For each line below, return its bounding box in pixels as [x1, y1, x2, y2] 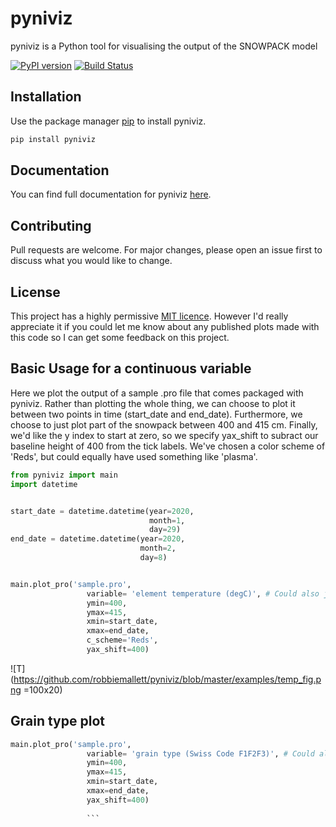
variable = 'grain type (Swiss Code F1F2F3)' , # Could [86, 748, 315, 759]
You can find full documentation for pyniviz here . [10, 188, 212, 201]
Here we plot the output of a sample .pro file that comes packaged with [10, 387, 304, 399]
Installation [10, 88, 82, 106]
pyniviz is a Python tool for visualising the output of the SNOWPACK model [10, 40, 318, 52]
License [10, 283, 61, 301]
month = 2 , [139, 543, 177, 554]
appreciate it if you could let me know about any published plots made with [10, 321, 320, 333]
